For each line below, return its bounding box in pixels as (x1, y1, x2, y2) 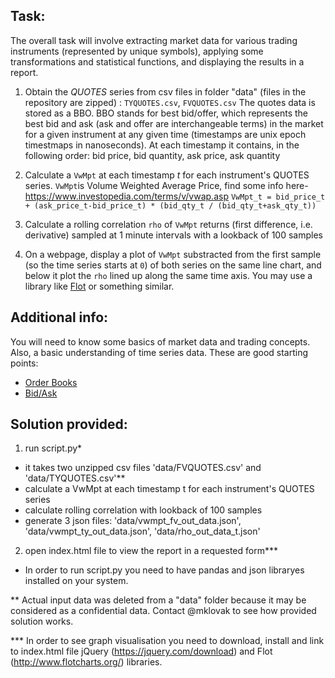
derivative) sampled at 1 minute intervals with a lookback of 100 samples (24, 229, 323, 241)
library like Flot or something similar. (24, 280, 175, 292)
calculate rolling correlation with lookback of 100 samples (24, 504, 263, 516)
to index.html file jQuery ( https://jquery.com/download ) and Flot (10, 645, 273, 658)
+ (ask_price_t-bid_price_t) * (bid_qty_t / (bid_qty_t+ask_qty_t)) (24, 200, 317, 211)
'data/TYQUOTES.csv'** (24, 472, 126, 484)
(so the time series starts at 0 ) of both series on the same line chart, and (24, 259, 322, 271)
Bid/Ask (24, 387, 58, 399)
